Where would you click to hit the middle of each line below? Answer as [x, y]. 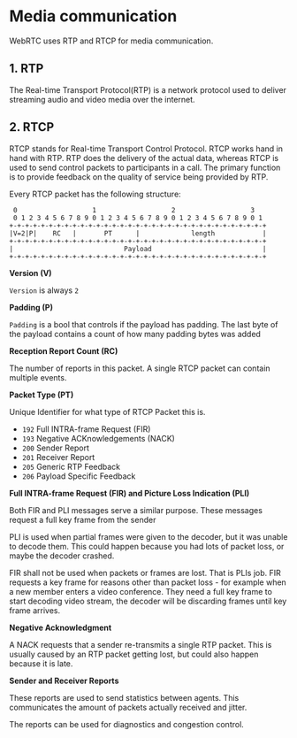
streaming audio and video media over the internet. [103, 99]
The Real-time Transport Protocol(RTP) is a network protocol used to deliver [148, 89]
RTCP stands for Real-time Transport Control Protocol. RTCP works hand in [146, 149]
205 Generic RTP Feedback [71, 466]
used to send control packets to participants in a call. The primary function [145, 167]
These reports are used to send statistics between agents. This [124, 697]
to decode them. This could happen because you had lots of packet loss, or [147, 546]
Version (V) [30, 273]
